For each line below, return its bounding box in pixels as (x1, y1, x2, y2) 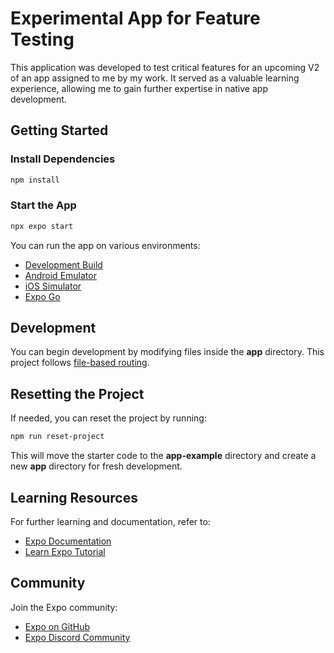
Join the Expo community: (10, 601, 118, 613)
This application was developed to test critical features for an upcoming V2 (10, 61, 320, 73)
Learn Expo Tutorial (24, 545, 106, 557)
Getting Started (10, 122, 109, 139)
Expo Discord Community (24, 631, 131, 643)
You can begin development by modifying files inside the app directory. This (10, 346, 325, 358)
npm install (10, 175, 60, 185)
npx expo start (10, 221, 74, 231)
